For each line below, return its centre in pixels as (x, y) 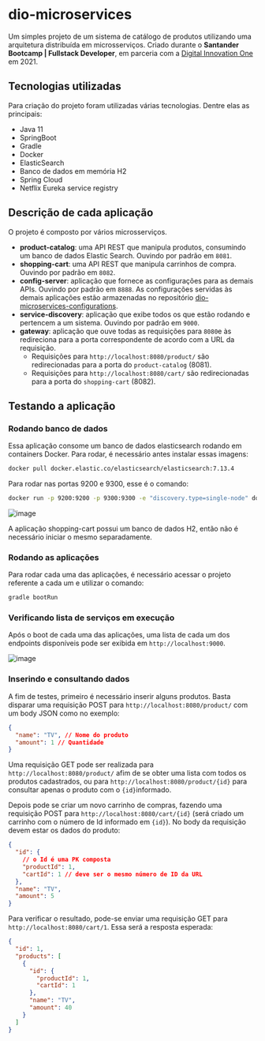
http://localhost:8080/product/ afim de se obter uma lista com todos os (127, 773)
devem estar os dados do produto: (64, 830)
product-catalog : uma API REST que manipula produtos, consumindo (132, 247)
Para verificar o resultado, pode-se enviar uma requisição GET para (118, 919)
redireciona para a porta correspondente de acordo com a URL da (127, 339)
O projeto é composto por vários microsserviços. (88, 231)
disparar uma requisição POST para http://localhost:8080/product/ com (128, 705)
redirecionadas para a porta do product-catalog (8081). (121, 364)
